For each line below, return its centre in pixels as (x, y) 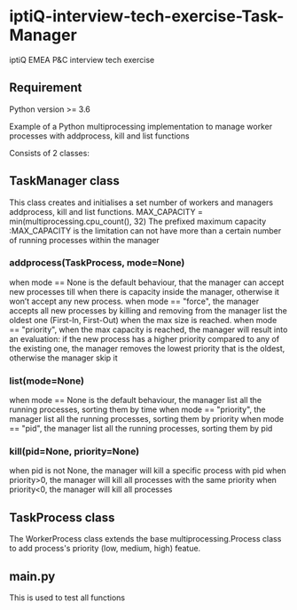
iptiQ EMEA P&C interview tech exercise (82, 59)
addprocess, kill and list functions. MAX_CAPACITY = (106, 211)
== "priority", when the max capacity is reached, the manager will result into (148, 329)
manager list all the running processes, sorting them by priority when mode (147, 419)
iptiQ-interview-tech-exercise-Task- (147, 16)
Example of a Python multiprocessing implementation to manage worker (141, 126)
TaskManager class (64, 181)
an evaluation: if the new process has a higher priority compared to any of (145, 338)
